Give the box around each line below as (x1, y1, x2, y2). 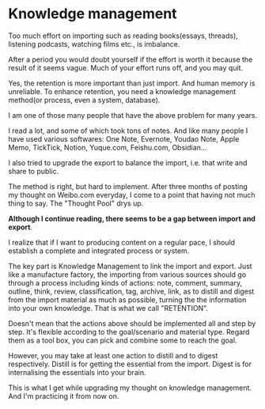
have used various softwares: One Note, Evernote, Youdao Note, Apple (8, 134, 240, 143)
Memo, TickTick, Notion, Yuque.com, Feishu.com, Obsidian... (8, 142, 207, 152)
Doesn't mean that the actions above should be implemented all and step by (8, 318, 256, 328)
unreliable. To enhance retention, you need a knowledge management (8, 86, 237, 96)
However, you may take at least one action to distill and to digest (8, 350, 218, 360)
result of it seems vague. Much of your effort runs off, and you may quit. (8, 62, 244, 72)
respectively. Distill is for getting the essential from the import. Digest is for (8, 359, 252, 369)
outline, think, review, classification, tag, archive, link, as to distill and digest (8, 286, 255, 296)
